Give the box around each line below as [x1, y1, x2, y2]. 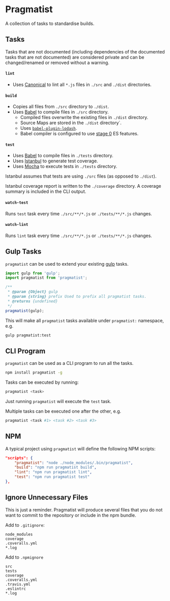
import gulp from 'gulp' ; [5, 271, 60, 276]
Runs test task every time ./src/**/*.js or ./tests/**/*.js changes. [5, 210, 152, 217]
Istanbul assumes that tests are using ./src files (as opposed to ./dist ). [5, 173, 157, 179]
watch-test [5, 200, 29, 205]
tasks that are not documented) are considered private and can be [5, 54, 145, 60]
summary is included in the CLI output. [5, 188, 87, 194]
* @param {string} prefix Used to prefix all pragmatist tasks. [7, 294, 147, 299]
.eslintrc [5, 586, 26, 591]
